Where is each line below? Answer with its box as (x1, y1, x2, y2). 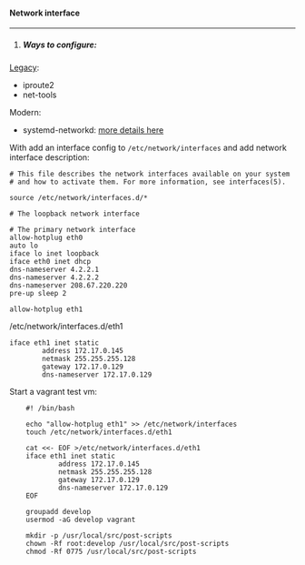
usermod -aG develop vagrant (25, 515, 136, 525)
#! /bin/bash (25, 404, 75, 413)
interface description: (9, 152, 90, 163)
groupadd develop (25, 508, 92, 517)
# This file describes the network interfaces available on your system (9, 169, 290, 179)
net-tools (22, 89, 57, 100)
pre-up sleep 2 (9, 289, 67, 298)
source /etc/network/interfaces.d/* (9, 194, 148, 203)
